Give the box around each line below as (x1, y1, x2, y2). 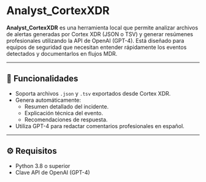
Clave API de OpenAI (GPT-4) (15, 169, 90, 176)
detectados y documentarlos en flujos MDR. (6, 50, 118, 57)
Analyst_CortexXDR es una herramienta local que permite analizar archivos (6, 24, 198, 31)
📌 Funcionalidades (6, 74, 78, 84)
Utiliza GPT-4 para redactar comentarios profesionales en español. (15, 122, 185, 129)
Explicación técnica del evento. (24, 109, 104, 116)
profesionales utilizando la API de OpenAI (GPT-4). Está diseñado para (6, 37, 185, 44)
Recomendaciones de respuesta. (24, 116, 108, 123)
